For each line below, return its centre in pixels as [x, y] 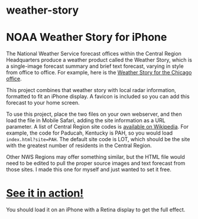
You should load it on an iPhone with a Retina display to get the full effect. [96, 210]
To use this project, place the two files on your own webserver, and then [94, 114]
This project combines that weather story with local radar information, [91, 90]
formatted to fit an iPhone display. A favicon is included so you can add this [98, 97]
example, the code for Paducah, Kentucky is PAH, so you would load [90, 133]
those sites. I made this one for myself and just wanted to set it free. [89, 169]
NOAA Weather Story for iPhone [87, 37]
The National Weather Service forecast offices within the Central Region [94, 54]
